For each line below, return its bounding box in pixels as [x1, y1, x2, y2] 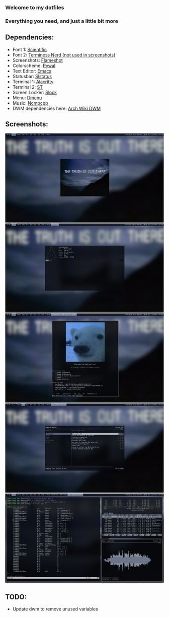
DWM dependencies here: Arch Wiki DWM [12, 105, 101, 111]
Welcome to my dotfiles [5, 4, 64, 11]
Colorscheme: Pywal [12, 62, 56, 68]
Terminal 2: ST [12, 84, 43, 90]
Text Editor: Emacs [12, 67, 52, 74]
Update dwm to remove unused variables [12, 606, 98, 612]
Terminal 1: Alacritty [12, 79, 54, 85]
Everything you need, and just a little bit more [5, 17, 118, 24]
